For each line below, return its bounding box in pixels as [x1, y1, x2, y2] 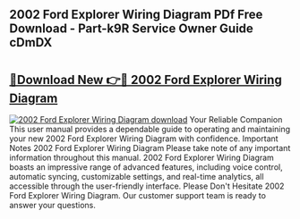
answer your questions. [9, 200, 97, 210]
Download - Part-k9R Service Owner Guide [9, 21, 253, 37]
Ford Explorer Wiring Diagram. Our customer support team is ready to [9, 190, 267, 200]
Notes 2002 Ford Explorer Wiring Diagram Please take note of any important [9, 143, 291, 153]
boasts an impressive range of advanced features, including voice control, [9, 162, 284, 173]
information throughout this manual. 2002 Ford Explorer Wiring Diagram [9, 152, 275, 163]
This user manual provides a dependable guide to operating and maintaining [9, 124, 291, 134]
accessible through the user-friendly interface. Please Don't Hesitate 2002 [9, 181, 285, 191]
